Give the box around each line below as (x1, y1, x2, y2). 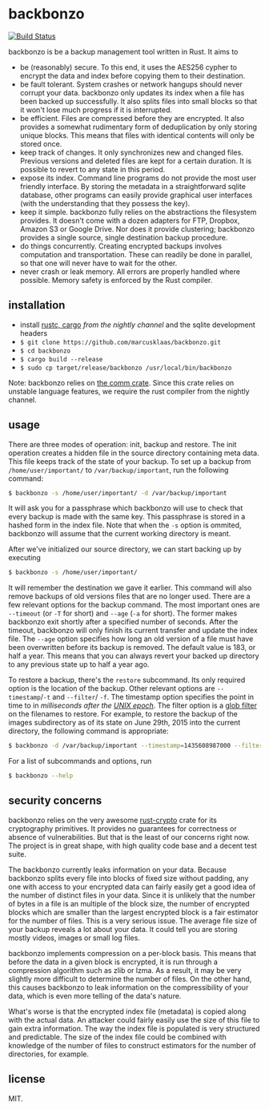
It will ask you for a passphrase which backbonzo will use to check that (8, 503, 243, 513)
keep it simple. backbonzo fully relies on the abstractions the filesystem (19, 207, 257, 216)
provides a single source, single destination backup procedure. (19, 232, 228, 242)
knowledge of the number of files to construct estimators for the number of (8, 1040, 256, 1050)
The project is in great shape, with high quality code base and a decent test (8, 841, 258, 850)
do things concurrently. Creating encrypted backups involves (19, 241, 223, 251)
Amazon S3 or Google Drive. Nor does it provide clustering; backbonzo (19, 224, 255, 233)
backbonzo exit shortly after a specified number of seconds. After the (8, 617, 239, 627)
